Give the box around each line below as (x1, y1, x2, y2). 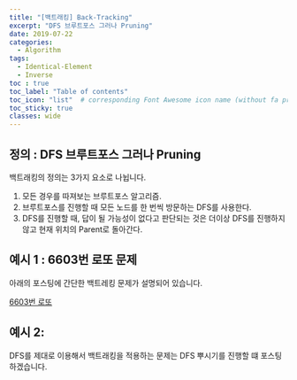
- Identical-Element (17, 63, 93, 72)
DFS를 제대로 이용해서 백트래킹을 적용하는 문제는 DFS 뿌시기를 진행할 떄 (9, 350, 259, 361)
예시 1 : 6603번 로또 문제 (9, 252, 138, 268)
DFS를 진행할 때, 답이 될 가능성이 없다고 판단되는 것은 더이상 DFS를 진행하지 (21, 213, 286, 223)
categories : (9, 37, 53, 47)
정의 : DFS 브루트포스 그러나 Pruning (9, 147, 202, 162)
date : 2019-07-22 (9, 29, 73, 38)
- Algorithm (17, 46, 62, 55)
